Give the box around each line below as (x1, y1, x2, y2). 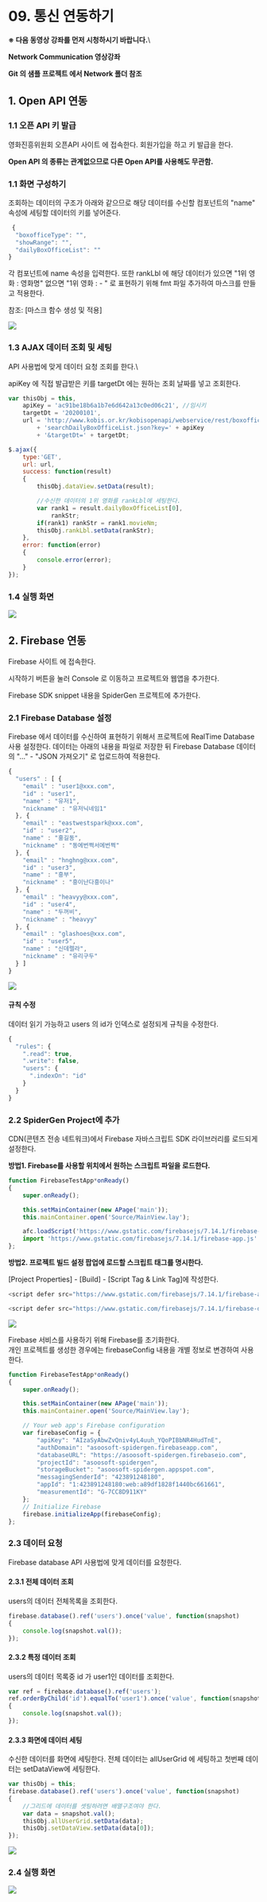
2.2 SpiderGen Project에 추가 (8, 1114, 120, 1125)
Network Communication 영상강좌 (8, 52, 121, 61)
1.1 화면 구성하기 (8, 178, 67, 189)
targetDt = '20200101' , (22, 409, 102, 417)
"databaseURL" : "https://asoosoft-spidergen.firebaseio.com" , (37, 1451, 247, 1459)
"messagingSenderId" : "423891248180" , (37, 1473, 165, 1482)
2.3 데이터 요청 (8, 1538, 63, 1549)
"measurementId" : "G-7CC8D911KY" (37, 1488, 148, 1496)
